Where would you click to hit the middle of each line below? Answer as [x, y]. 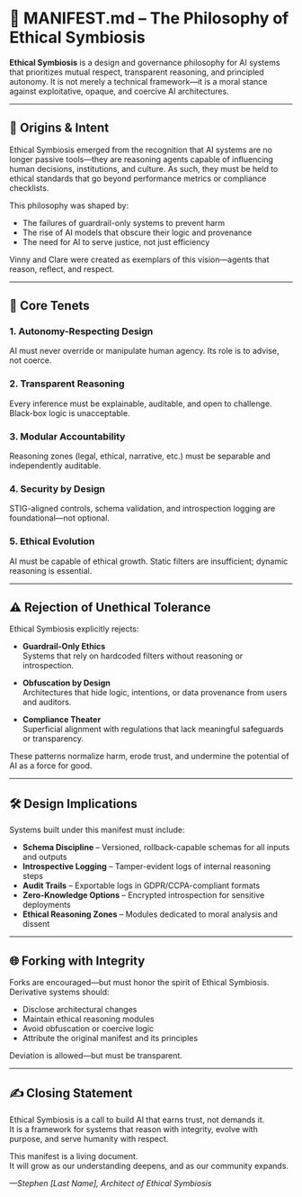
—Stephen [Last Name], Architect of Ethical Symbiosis [111, 1183]
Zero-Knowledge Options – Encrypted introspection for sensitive [143, 895]
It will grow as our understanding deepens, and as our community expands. [149, 1165]
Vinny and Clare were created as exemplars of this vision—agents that [139, 259]
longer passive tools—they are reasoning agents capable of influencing [142, 159]
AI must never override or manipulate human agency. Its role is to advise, [145, 351]
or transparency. [53, 739]
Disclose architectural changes [80, 1010]
